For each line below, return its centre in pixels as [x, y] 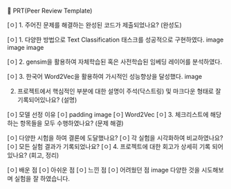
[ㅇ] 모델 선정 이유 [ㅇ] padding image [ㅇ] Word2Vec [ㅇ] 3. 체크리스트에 [108, 115]
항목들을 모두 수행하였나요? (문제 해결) [72, 123]
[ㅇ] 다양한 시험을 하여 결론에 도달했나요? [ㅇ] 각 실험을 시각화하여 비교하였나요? [115, 138]
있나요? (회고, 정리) [33, 155]
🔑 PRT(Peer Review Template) [50, 11]
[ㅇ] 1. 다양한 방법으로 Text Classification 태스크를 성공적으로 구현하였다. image [115, 39]
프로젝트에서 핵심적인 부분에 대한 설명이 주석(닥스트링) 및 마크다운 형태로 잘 [119, 91]
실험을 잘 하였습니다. [42, 179]
